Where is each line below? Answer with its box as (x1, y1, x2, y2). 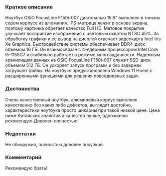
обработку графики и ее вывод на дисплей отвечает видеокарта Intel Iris (5, 36, 161, 42)
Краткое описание (5, 3, 53, 10)
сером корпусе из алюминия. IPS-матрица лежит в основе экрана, (5, 20, 149, 26)
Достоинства (5, 86, 40, 92)
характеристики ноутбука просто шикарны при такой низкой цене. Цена (5, 107, 161, 113)
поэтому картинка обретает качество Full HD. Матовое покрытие (5, 25, 145, 31)
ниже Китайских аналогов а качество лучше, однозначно (5, 112, 128, 118)
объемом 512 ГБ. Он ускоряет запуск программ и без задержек (5, 62, 142, 68)
